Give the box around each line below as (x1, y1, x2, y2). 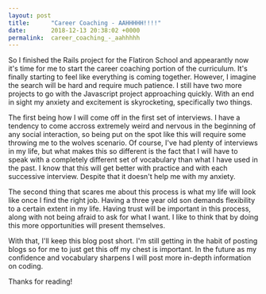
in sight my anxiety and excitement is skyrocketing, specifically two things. (8, 97, 253, 107)
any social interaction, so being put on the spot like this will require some (8, 130, 246, 139)
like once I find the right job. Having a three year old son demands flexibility (8, 196, 256, 205)
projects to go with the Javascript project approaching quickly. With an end (8, 89, 254, 99)
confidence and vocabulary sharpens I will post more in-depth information (8, 253, 252, 262)
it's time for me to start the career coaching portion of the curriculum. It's (8, 64, 249, 74)
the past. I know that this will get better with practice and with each (8, 163, 228, 173)
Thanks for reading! (8, 277, 73, 286)
